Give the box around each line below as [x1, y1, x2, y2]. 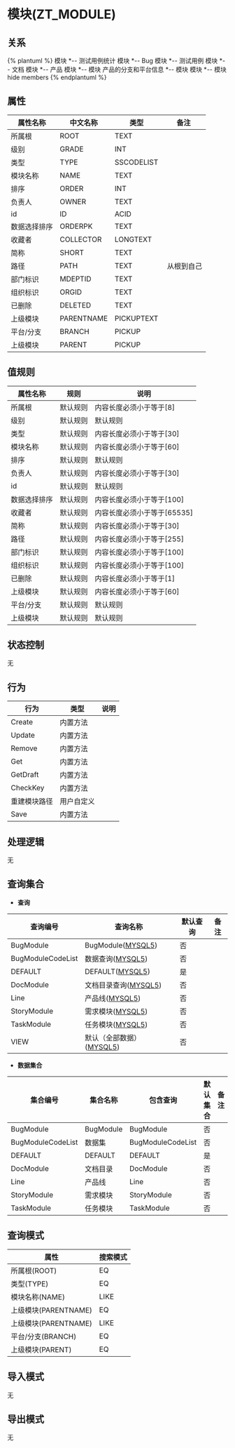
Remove [10, 743, 38, 753]
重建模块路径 [10, 797, 54, 806]
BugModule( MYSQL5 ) [85, 940, 158, 950]
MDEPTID [59, 274, 92, 284]
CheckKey [10, 783, 45, 793]
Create [10, 717, 34, 727]
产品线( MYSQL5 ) [85, 993, 141, 1003]
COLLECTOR [59, 234, 102, 244]
